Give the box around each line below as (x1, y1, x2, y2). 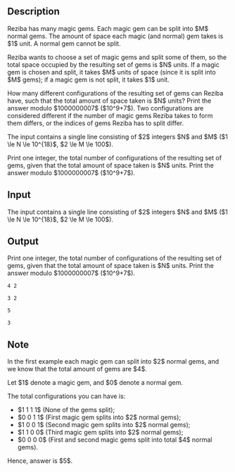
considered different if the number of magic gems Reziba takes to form (7, 111, 213, 120)
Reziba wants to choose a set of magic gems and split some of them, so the (7, 53, 227, 61)
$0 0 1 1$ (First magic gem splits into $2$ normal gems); (17, 413, 182, 421)
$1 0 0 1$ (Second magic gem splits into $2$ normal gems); (17, 421, 191, 429)
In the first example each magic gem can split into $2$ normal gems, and (7, 357, 220, 366)
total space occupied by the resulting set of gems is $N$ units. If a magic (7, 60, 220, 69)
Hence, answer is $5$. (7, 457, 73, 465)
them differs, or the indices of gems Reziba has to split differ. (7, 119, 184, 127)
